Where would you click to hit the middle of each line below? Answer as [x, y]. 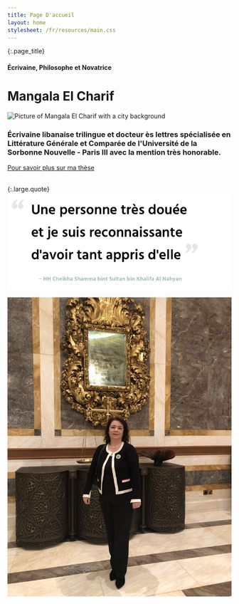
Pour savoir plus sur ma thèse [51, 168]
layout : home [27, 22]
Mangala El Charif [61, 97]
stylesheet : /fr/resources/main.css [62, 30]
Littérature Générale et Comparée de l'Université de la [102, 143]
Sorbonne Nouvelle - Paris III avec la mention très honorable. [115, 152]
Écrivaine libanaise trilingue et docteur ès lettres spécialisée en [119, 134]
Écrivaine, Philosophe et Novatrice [60, 67]
